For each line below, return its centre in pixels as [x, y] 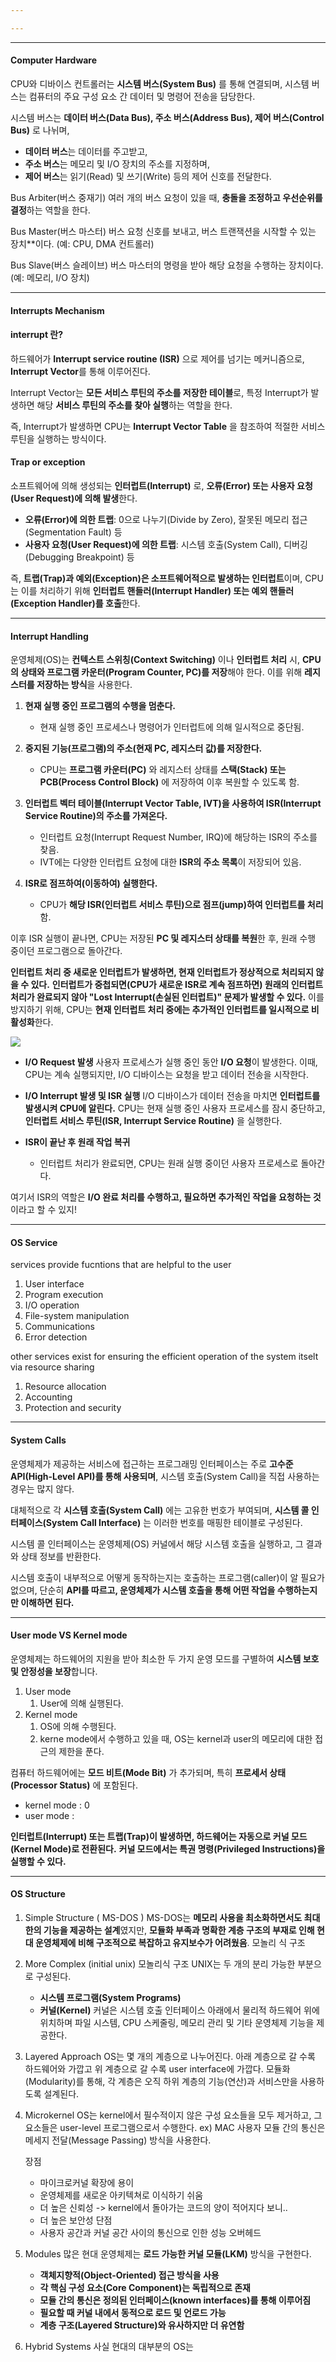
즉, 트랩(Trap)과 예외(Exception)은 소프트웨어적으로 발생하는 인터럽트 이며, [156, 578]
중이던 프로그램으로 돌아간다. [66, 951]
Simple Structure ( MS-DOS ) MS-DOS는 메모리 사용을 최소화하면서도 [163, 1917]
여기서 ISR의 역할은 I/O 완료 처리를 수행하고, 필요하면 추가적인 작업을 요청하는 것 [166, 1197]
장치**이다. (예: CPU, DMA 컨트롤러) [82, 243]
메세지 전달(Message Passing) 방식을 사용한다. [118, 2140]
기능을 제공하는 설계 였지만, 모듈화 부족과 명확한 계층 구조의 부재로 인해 [179, 1930]
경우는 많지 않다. [42, 1488]
